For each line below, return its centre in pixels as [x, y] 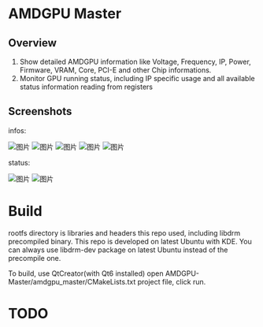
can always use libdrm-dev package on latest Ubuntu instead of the [118, 250]
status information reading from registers [86, 87]
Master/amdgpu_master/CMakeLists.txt [72, 281]
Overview [33, 43]
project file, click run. [172, 281]
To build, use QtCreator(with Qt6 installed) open [86, 273]
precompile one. [35, 258]
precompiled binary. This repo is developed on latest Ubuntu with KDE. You [130, 241]
